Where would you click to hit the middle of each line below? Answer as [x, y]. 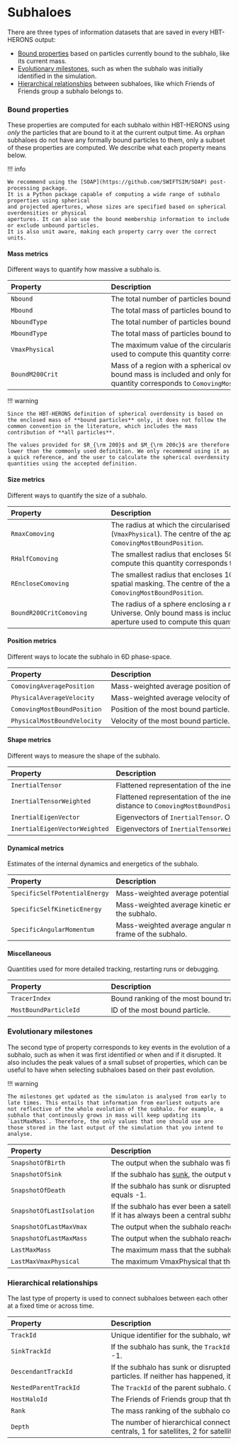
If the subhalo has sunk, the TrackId [170, 1347]
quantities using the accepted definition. [73, 464]
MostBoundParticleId [45, 1010]
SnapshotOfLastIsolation [53, 1210]
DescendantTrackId [42, 1372]
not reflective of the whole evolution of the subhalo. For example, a [115, 1109]
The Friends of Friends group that [167, 1400]
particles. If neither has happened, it [171, 1376]
